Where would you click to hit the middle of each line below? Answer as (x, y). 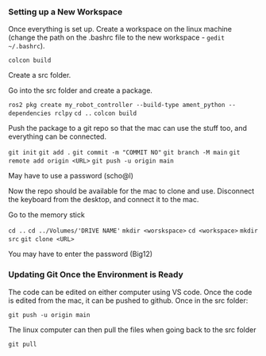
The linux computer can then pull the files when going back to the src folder (132, 329)
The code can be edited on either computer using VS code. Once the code (130, 292)
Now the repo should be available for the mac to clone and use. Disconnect (131, 191)
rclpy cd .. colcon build (96, 113)
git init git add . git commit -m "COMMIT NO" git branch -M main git (124, 153)
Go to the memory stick (46, 215)
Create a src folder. (40, 75)
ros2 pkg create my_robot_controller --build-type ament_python (117, 105)
